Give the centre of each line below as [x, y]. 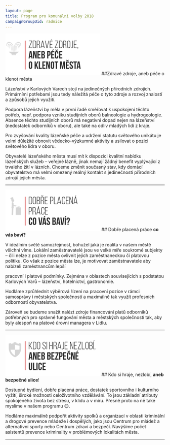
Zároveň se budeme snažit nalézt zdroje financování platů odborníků [77, 312]
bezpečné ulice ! [22, 380]
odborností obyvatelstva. [31, 302]
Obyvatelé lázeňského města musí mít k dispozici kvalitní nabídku [73, 156]
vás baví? [16, 235]
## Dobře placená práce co [130, 230]
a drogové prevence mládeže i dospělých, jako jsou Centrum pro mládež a [83, 421]
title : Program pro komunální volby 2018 [50, 16]
